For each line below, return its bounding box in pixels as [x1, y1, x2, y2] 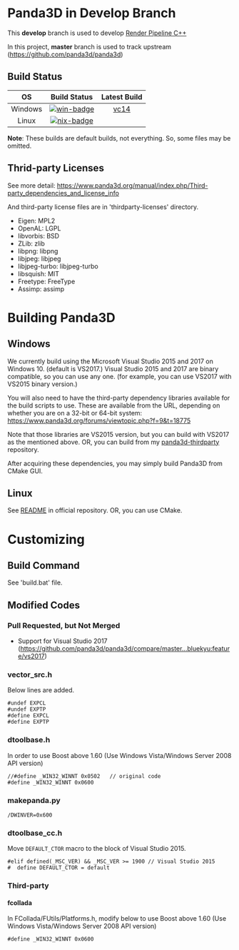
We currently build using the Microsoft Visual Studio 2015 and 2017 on [7, 357, 214, 365]
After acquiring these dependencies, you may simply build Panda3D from [7, 459, 223, 468]
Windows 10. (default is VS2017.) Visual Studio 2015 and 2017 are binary [7, 364, 219, 373]
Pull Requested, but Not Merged [7, 620, 121, 630]
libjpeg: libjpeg [17, 254, 61, 263]
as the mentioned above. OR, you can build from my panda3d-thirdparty [7, 438, 220, 446]
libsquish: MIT [17, 269, 59, 278]
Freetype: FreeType [17, 277, 76, 285]
